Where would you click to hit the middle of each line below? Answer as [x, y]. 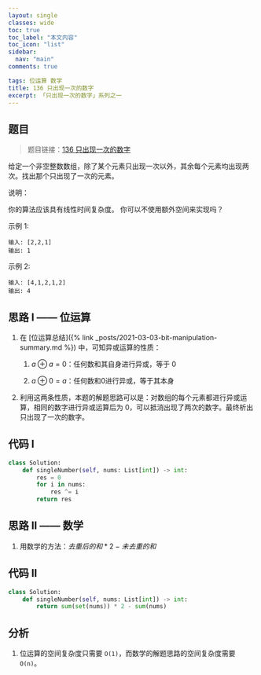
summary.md [41, 347]
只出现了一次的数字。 [54, 417]
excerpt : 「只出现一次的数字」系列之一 [65, 95]
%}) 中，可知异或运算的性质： [112, 347]
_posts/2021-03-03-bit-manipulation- [156, 337]
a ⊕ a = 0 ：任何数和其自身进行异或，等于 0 [104, 364]
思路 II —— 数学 [46, 526]
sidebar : [22, 52]
